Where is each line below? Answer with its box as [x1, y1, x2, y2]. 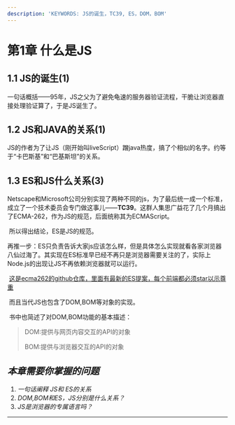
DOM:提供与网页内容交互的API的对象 [24, 328, 131, 336]
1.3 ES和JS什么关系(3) [7, 174, 105, 186]
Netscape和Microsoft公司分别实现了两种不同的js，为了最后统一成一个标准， [7, 195, 227, 203]
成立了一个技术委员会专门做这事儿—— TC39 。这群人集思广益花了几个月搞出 [7, 204, 226, 212]
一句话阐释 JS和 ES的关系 [17, 385, 92, 393]
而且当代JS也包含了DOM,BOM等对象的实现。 [8, 298, 139, 307]
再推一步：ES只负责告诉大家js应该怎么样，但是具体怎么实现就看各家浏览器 [7, 242, 222, 251]
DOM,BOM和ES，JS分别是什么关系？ [17, 393, 125, 403]
